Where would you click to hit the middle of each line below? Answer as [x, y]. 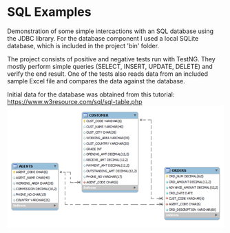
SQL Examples [49, 12]
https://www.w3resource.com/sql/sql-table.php [75, 101]
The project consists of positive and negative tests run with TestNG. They [111, 59]
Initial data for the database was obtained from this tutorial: [91, 94]
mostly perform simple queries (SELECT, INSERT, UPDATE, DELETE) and [110, 66]
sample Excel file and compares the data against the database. [96, 81]
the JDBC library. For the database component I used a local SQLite [103, 38]
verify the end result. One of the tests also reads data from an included [108, 74]
